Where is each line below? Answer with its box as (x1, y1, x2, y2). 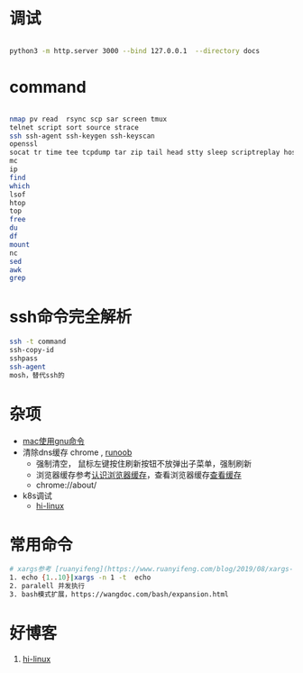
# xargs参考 (9, 565, 51, 574)
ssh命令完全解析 (9, 307, 133, 327)
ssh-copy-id (9, 346, 54, 355)
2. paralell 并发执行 (9, 582, 86, 591)
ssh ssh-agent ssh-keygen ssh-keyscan (9, 132, 155, 141)
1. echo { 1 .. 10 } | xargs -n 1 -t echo (9, 573, 151, 582)
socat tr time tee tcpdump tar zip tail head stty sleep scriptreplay (9, 148, 280, 158)
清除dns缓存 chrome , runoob (22, 447, 133, 458)
